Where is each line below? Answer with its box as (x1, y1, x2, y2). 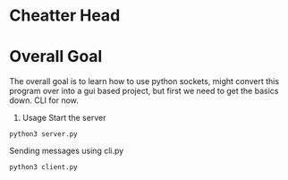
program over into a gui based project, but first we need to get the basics (9, 86, 279, 97)
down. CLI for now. (9, 95, 79, 106)
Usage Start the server (21, 113, 106, 124)
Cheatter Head (9, 5, 121, 26)
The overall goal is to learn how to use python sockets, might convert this (9, 76, 280, 87)
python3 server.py (9, 130, 78, 139)
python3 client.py (9, 163, 78, 172)
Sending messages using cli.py (9, 145, 124, 157)
